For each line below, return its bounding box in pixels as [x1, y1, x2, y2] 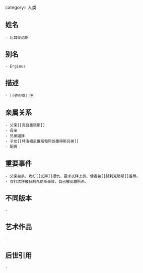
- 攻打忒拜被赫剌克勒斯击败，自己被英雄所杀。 [5, 179, 89, 184]
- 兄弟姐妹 [5, 133, 25, 139]
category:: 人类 [5, 5, 37, 10]
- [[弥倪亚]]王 [5, 93, 34, 98]
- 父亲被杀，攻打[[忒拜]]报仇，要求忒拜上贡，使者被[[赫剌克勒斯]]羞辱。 [5, 174, 140, 179]
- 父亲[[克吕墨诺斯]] [5, 123, 45, 128]
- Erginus [5, 63, 26, 69]
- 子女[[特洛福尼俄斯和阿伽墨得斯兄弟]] [5, 139, 79, 144]
